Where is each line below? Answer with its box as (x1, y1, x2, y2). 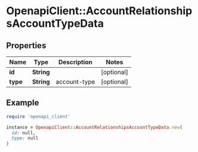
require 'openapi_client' (6, 113, 70, 119)
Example (6, 98, 39, 108)
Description (58, 58, 92, 66)
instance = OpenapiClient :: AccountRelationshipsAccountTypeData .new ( (6, 124, 183, 130)
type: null (11, 135, 39, 141)
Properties (6, 40, 47, 50)
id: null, (11, 129, 36, 136)
